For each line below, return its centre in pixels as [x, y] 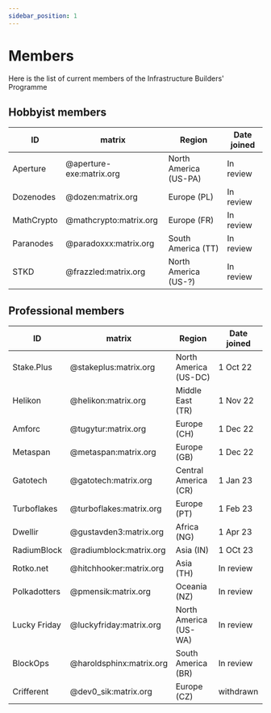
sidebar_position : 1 [43, 16]
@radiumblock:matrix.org [118, 551]
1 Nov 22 [236, 401]
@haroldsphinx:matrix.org [119, 664]
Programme [28, 86]
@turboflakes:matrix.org [116, 508]
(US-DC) [193, 378]
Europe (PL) [191, 197]
